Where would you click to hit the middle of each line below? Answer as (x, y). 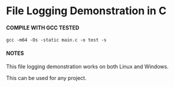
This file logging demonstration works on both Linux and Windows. (88, 66)
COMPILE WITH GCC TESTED (43, 27)
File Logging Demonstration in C (86, 11)
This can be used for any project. (46, 78)
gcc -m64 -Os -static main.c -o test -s (57, 40)
